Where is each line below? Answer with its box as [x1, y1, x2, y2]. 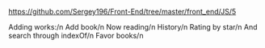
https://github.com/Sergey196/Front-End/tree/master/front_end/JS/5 [8, 7, 237, 16]
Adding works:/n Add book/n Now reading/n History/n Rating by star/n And [8, 22, 258, 31]
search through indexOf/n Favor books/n [8, 31, 144, 40]
